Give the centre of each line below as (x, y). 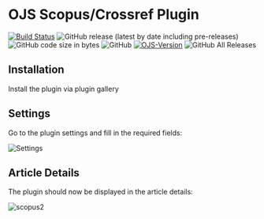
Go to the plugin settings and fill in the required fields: (95, 133)
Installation (36, 70)
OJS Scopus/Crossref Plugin (104, 15)
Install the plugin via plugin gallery (64, 89)
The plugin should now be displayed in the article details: (100, 192)
